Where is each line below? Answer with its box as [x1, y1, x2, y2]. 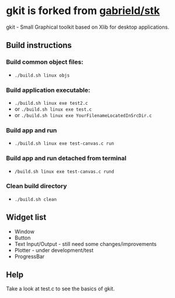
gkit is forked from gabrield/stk [6, 4, 160, 18]
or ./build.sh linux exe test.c [14, 105, 92, 112]
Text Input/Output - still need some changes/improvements [14, 240, 157, 247]
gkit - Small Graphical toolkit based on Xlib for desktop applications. [6, 23, 170, 30]
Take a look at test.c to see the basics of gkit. [6, 285, 115, 292]
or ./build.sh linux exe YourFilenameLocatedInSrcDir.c [14, 111, 152, 118]
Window [14, 228, 35, 235]
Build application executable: [6, 86, 90, 94]
